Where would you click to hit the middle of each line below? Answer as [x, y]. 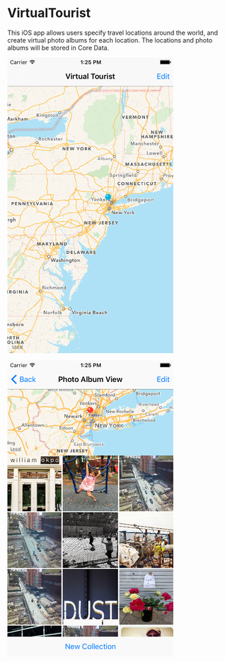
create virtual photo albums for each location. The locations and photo [110, 40]
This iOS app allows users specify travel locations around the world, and [112, 33]
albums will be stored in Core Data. [58, 47]
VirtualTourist [49, 13]
